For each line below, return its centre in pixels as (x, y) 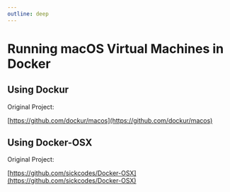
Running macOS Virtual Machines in (116, 48)
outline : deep (28, 14)
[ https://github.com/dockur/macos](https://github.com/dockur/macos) (110, 120)
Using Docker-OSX (50, 143)
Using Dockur (38, 90)
